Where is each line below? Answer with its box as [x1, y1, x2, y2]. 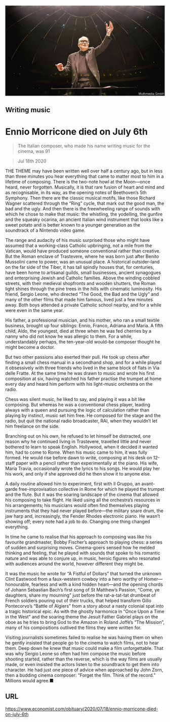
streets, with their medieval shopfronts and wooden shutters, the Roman [5, 280, 156, 286]
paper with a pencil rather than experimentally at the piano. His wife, [16, 460, 158, 466]
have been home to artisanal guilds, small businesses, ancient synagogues [5, 269, 161, 275]
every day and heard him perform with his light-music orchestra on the [5, 381, 153, 387]
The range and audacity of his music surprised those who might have [5, 237, 150, 243]
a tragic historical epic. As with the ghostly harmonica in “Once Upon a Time [5, 608, 164, 614]
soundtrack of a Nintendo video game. [5, 227, 86, 233]
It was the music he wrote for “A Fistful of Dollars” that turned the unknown [5, 570, 162, 577]
